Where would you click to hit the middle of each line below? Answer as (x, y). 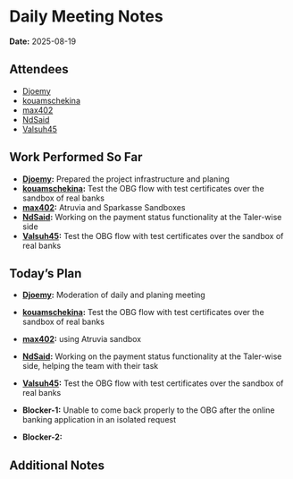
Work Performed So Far (76, 157)
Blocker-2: (42, 437)
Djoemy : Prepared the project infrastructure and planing (126, 179)
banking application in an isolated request (99, 420)
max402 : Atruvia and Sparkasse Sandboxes (104, 207)
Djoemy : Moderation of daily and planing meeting (113, 295)
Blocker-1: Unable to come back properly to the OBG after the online (148, 410)
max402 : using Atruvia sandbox (82, 339)
